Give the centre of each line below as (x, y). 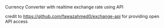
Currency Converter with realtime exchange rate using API (64, 7)
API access (16, 21)
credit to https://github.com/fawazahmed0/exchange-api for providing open (82, 16)
